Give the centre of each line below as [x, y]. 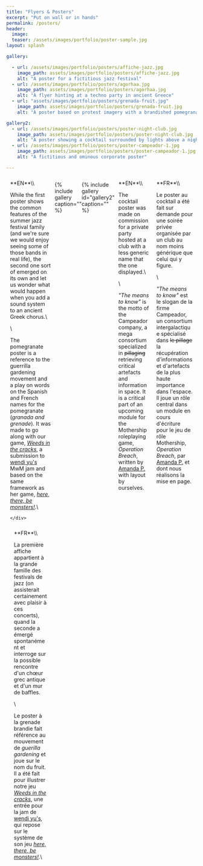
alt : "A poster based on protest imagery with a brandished [94, 112]
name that [131, 259]
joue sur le [27, 760]
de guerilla [27, 748]
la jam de [25, 812]
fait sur [165, 207]
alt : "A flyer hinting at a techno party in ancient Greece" [95, 95]
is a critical [132, 398]
